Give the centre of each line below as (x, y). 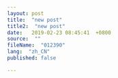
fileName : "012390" (36, 45)
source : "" (24, 39)
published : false (32, 58)
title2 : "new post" (36, 26)
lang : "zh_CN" (29, 52)
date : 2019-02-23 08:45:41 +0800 (59, 32)
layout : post (26, 13)
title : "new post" (35, 20)
